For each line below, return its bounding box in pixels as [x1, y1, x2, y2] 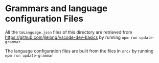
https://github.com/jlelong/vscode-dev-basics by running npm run [5, 34, 137, 40]
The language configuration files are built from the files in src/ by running [5, 48, 154, 54]
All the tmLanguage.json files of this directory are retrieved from [5, 29, 133, 35]
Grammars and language [5, 3, 108, 14]
